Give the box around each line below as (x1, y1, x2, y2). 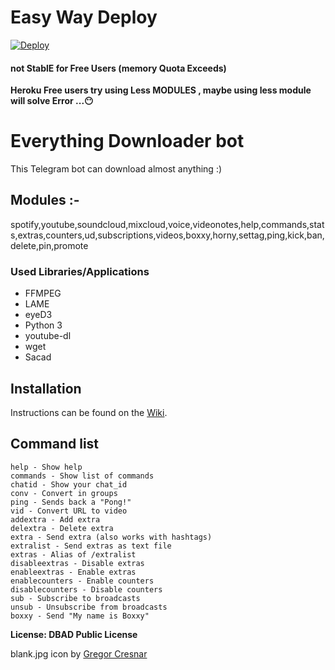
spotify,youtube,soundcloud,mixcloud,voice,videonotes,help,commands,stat (10, 218, 325, 230)
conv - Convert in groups (10, 488, 118, 498)
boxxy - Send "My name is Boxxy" (10, 611, 150, 621)
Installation (10, 380, 82, 397)
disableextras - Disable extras (10, 558, 145, 568)
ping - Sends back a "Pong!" (10, 497, 132, 507)
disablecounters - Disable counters (10, 584, 163, 595)
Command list (10, 436, 100, 453)
